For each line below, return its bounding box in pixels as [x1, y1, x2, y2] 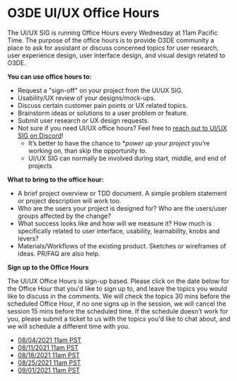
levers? [17, 234, 39, 243]
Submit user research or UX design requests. [17, 116, 150, 125]
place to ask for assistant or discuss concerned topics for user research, [7, 43, 219, 52]
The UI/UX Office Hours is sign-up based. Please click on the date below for [7, 277, 230, 285]
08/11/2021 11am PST [17, 343, 79, 352]
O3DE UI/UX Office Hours [7, 5, 160, 21]
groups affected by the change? [17, 211, 111, 220]
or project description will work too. [17, 197, 122, 205]
